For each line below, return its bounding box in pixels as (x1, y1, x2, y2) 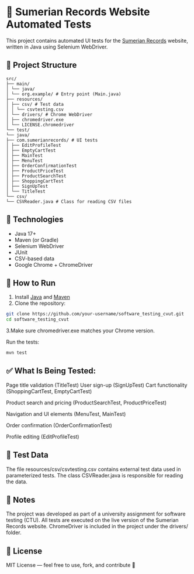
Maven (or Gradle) (14, 236, 59, 243)
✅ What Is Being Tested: (6, 366, 96, 376)
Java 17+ (14, 230, 36, 237)
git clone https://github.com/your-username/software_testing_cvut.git (6, 311, 184, 317)
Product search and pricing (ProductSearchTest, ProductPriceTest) (6, 399, 167, 406)
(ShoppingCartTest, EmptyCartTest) (6, 387, 92, 394)
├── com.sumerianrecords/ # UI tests (6, 137, 98, 143)
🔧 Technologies (6, 215, 64, 225)
